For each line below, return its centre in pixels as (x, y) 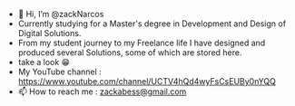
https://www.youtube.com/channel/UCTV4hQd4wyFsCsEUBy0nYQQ (147, 81)
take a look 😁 (44, 62)
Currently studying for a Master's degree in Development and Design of (152, 24)
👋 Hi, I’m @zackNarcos (61, 14)
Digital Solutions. (49, 33)
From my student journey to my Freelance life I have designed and (142, 43)
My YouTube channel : (59, 72)
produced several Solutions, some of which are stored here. (130, 53)
